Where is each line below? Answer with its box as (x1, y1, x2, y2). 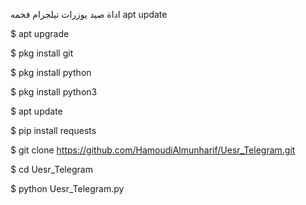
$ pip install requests (10, 125, 97, 136)
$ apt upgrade (10, 28, 70, 39)
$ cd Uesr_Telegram (10, 164, 93, 175)
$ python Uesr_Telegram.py (10, 183, 125, 194)
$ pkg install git (10, 47, 74, 59)
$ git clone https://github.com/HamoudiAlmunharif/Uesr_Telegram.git (10, 144, 296, 156)
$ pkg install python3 (10, 86, 98, 98)
